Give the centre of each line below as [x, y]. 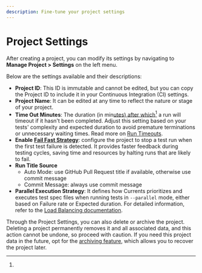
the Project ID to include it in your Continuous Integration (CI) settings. [102, 94]
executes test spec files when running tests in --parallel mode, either [102, 198]
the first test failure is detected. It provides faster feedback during [96, 146]
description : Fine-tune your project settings [66, 12]
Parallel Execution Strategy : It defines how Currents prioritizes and [99, 191]
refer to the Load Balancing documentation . [69, 210]
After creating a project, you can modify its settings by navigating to [90, 58]
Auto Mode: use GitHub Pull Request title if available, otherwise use [107, 172]
